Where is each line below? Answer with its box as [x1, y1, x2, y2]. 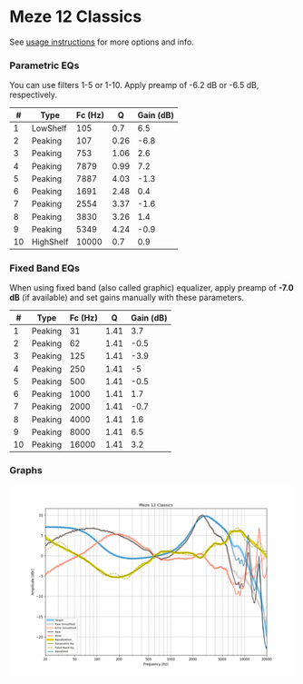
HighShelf [31, 236, 69, 247]
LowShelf [31, 123, 67, 134]
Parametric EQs [9, 59, 80, 72]
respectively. [9, 89, 57, 101]
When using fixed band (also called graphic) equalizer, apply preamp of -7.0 [9, 283, 294, 293]
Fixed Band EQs [9, 262, 80, 274]
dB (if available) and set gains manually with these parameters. [9, 292, 245, 303]
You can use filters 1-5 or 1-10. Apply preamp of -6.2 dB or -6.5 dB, [9, 80, 259, 91]
